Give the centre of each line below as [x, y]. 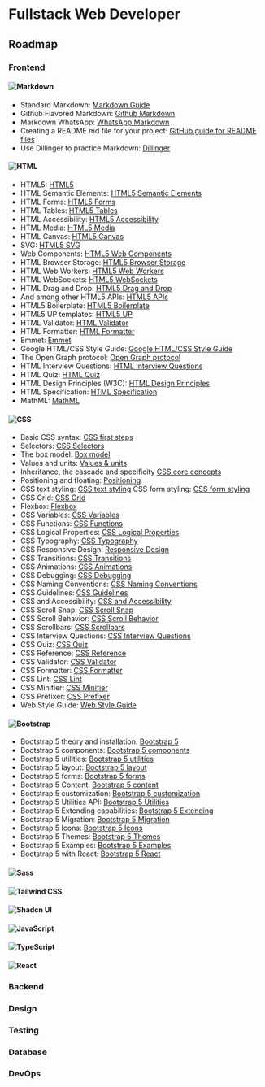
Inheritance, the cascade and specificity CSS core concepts [121, 472]
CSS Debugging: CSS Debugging [76, 576]
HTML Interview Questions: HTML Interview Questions [111, 366]
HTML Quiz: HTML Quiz [60, 374]
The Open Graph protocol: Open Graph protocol [100, 357]
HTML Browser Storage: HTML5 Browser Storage [103, 262]
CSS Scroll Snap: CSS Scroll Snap [77, 610]
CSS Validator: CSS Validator [68, 662]
